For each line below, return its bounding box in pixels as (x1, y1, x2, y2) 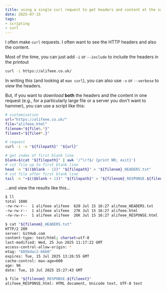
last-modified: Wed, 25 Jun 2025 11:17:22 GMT (5, 240, 103, 245)
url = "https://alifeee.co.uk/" (5, 117, 68, 122)
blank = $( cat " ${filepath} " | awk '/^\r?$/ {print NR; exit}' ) (5, 158, 136, 163)
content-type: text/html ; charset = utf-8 (5, 235, 90, 241)
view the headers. (5, 83, 42, 89)
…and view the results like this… (5, 185, 71, 191)
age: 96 (5, 263, 21, 268)
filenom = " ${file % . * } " (5, 126, 50, 131)
